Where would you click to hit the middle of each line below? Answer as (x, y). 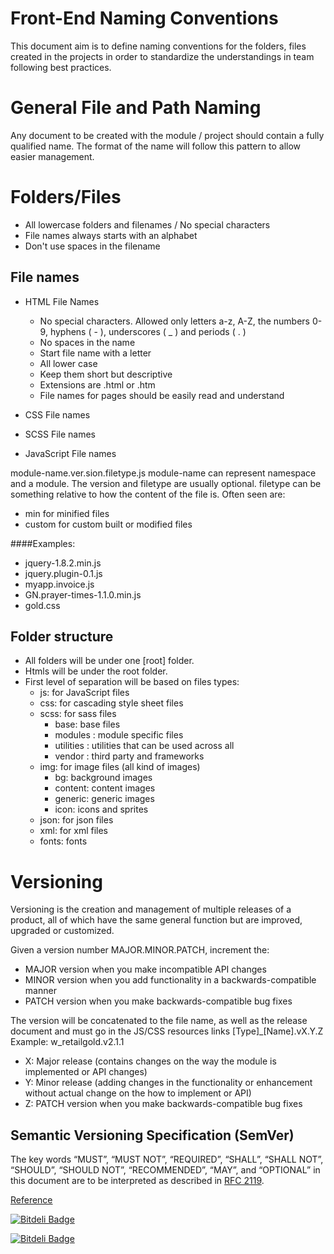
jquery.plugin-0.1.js (63, 573)
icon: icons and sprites (101, 809)
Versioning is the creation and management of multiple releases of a (151, 909)
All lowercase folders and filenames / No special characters (147, 224)
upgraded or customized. (62, 931)
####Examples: (43, 543)
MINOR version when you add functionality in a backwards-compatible (170, 980)
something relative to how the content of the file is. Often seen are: (148, 494)
